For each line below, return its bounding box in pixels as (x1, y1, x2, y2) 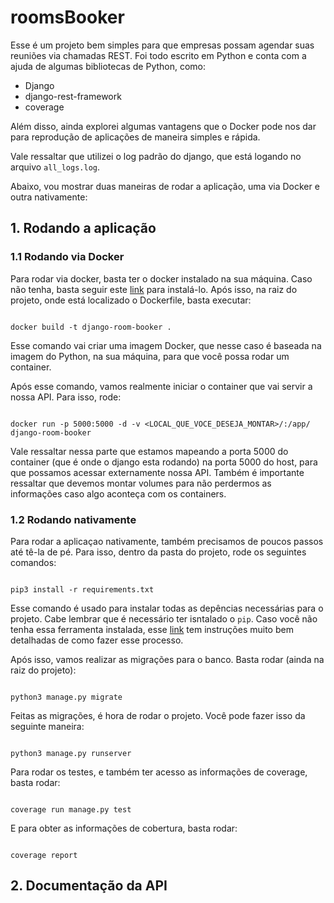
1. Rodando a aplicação (10, 220, 157, 237)
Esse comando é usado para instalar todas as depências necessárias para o (10, 602, 324, 614)
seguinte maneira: (10, 720, 85, 732)
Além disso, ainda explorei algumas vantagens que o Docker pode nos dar (10, 120, 317, 132)
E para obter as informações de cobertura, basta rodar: (10, 822, 238, 834)
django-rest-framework (24, 90, 122, 102)
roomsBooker (10, 6, 125, 29)
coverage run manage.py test (10, 804, 132, 815)
